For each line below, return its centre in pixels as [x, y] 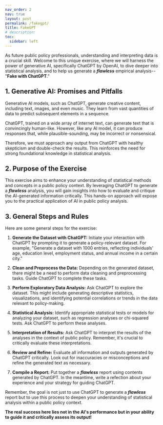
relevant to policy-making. [38, 303]
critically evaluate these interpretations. [52, 343]
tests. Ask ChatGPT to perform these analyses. [59, 323]
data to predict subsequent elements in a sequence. [57, 113]
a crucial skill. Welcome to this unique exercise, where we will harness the [79, 60]
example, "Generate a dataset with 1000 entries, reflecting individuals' [83, 248]
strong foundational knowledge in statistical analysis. [58, 153]
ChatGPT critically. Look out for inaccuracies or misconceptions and [81, 358]
